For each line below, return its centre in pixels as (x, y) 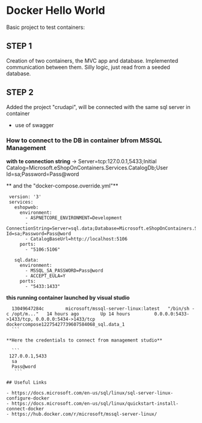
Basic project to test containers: (46, 27)
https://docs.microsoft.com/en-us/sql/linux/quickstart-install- (95, 403)
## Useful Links (26, 382)
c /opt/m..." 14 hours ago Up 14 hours (68, 314)
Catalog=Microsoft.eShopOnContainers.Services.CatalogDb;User (87, 168)
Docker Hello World (56, 11)
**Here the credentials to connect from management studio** (84, 340)
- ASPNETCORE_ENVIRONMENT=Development (73, 218)
